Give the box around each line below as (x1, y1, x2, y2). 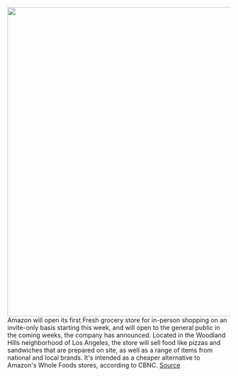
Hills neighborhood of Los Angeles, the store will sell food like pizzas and (7, 339, 221, 346)
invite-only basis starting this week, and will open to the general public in (7, 324, 221, 331)
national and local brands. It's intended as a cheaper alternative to (7, 353, 200, 362)
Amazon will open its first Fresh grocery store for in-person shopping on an (7, 316, 227, 324)
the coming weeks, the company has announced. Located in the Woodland (7, 331, 226, 339)
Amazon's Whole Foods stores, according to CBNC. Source (7, 361, 181, 369)
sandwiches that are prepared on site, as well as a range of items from (7, 346, 213, 354)
